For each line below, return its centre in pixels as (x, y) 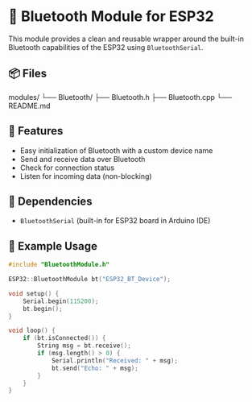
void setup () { (34, 293)
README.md (29, 106)
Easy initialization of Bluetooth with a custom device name (116, 150)
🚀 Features (36, 131)
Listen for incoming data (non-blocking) (86, 176)
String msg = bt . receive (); (84, 346)
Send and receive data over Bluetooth (83, 159)
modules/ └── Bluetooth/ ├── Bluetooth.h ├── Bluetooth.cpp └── (120, 97)
